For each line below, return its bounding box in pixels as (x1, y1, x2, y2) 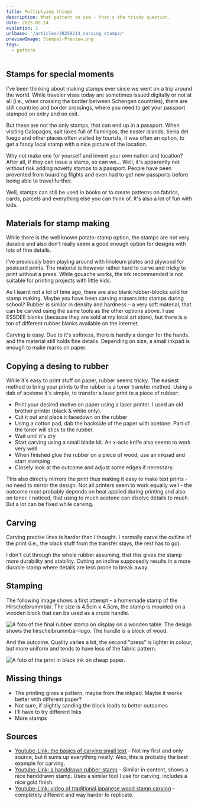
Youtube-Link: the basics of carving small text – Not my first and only (14, 747, 183, 754)
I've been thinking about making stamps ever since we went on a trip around (6, 85, 192, 92)
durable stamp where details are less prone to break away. (6, 564, 149, 571)
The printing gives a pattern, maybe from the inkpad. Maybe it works (14, 689, 182, 696)
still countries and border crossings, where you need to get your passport (6, 104, 186, 111)
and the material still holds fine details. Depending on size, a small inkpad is (6, 338, 190, 345)
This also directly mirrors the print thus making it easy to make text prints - (6, 475, 188, 483)
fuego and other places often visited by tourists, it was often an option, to (6, 134, 185, 141)
